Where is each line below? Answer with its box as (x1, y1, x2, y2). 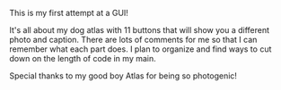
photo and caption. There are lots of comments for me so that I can (9, 35, 258, 45)
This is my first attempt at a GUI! (9, 8, 128, 18)
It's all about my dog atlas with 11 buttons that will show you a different (9, 25, 270, 35)
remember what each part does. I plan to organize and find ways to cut (9, 44, 272, 54)
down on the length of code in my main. (9, 53, 157, 63)
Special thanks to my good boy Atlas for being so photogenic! (9, 70, 238, 81)
